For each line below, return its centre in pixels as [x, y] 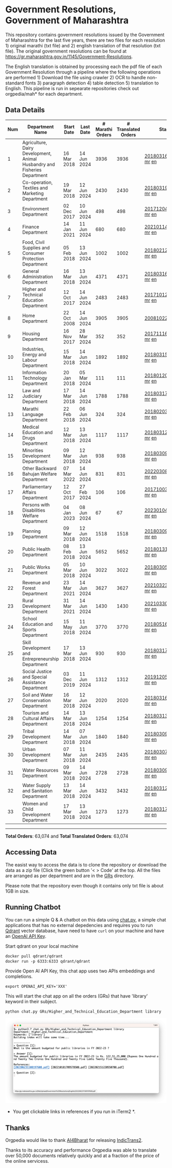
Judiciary [32, 396]
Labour [30, 360]
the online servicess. [27, 1161]
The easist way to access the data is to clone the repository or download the [86, 865]
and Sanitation [37, 791]
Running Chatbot [33, 907]
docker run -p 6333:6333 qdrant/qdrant [48, 961]
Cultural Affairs [38, 719]
